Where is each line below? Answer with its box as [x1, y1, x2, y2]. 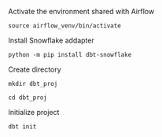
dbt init [8, 123, 37, 131]
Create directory [8, 65, 61, 74]
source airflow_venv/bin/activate [8, 22, 122, 30]
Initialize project [8, 108, 60, 117]
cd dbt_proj [8, 94, 47, 102]
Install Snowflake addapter [8, 35, 94, 45]
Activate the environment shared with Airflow [8, 7, 155, 16]
